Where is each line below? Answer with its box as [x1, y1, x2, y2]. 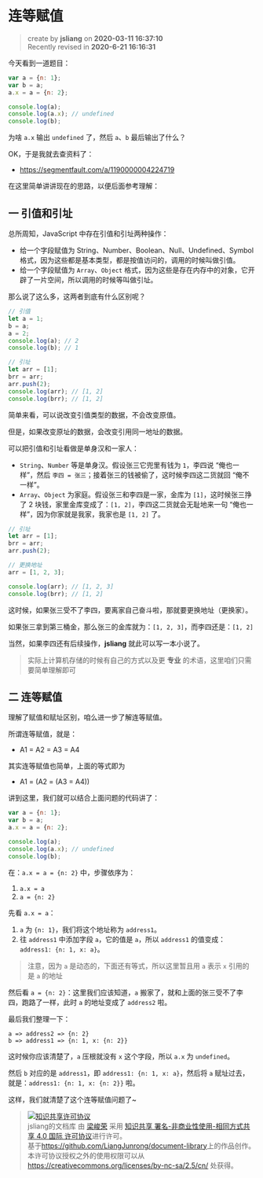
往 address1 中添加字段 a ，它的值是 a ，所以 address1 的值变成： [19, 934, 226, 944]
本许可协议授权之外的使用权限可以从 [27, 1150, 145, 1160]
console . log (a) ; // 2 [8, 337, 79, 344]
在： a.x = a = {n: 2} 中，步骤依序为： [8, 867, 136, 877]
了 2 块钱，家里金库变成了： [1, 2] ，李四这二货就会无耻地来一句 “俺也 [19, 499, 247, 509]
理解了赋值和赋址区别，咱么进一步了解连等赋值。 [8, 712, 166, 722]
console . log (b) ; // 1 [8, 344, 79, 352]
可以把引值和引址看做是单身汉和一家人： [8, 444, 139, 453]
